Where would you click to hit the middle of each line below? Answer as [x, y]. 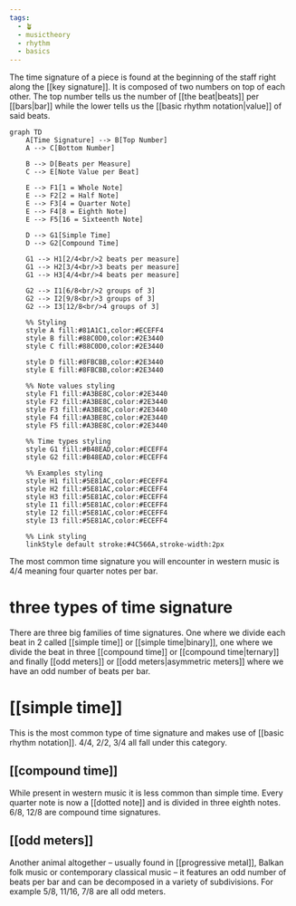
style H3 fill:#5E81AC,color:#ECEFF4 [97, 497]
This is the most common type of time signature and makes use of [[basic [147, 733]
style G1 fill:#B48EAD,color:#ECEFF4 [97, 449]
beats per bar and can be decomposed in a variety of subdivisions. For [141, 882]
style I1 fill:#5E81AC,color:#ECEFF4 [97, 505]
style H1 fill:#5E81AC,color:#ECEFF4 [97, 481]
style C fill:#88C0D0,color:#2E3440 [95, 347]
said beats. [30, 116]
